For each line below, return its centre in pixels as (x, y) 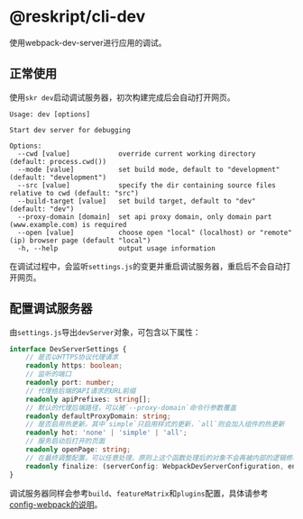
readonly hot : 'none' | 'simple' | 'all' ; (106, 433)
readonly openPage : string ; (78, 450)
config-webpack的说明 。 (56, 504)
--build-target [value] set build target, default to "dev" (137, 201)
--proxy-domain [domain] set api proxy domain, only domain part (145, 217)
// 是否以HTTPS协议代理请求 (72, 358)
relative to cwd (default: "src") (74, 193)
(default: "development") (58, 178)
